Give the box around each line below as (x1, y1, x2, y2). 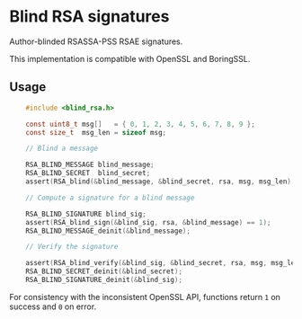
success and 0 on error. (9, 301, 97, 312)
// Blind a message (25, 144, 99, 154)
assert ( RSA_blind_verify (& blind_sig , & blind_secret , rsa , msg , (25, 259, 268, 268)
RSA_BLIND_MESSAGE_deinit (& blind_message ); (25, 226, 191, 235)
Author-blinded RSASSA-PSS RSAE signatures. (9, 36, 183, 47)
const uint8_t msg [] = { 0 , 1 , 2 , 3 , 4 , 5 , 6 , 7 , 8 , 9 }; (25, 120, 256, 128)
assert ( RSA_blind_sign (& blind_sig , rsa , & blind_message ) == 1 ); (25, 217, 271, 226)
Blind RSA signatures (9, 6, 170, 27)
